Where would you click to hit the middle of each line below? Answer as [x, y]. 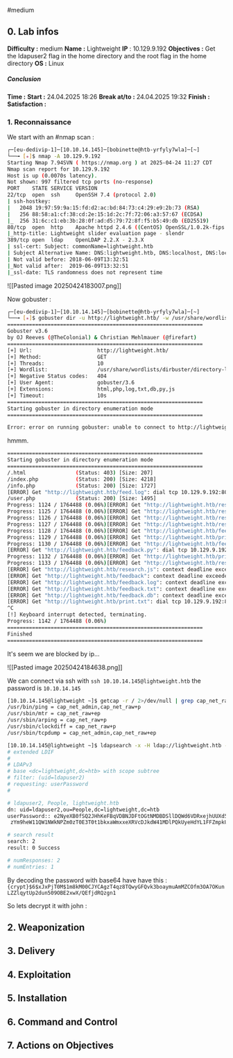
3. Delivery [31, 951]
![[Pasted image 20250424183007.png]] [64, 285]
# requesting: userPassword [48, 784]
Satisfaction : [27, 104]
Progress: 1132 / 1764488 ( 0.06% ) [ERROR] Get [74, 557]
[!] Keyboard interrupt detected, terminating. [77, 615]
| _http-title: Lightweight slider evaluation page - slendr [96, 234]
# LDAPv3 [20, 765]
